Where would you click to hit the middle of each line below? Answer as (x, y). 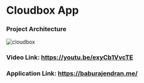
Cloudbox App (42, 10)
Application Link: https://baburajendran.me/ (72, 73)
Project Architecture (36, 29)
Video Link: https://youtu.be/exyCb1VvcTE (70, 57)
